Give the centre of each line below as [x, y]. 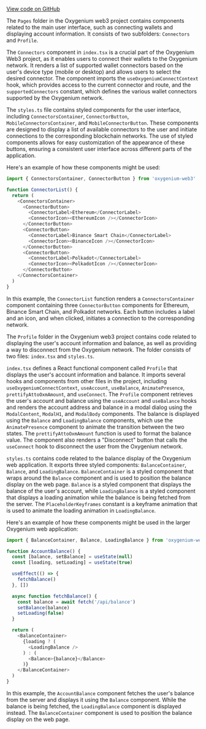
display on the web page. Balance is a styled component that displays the [99, 484]
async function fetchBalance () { [55, 596]
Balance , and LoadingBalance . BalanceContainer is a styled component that [100, 471]
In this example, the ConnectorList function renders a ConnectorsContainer [101, 298]
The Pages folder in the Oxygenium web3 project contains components [95, 21]
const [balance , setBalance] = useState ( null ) [72, 557]
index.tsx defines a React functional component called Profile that [92, 368]
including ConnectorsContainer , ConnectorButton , [68, 116]
